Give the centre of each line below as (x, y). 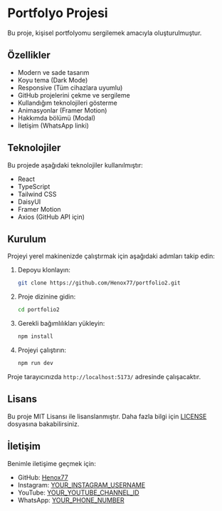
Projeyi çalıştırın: (42, 350)
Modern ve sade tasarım (53, 72)
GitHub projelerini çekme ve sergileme (74, 95)
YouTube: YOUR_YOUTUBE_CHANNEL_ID (79, 492)
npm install (35, 336)
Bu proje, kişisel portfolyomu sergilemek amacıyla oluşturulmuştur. (105, 33)
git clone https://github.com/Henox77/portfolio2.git (99, 283)
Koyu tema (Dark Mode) (53, 80)
